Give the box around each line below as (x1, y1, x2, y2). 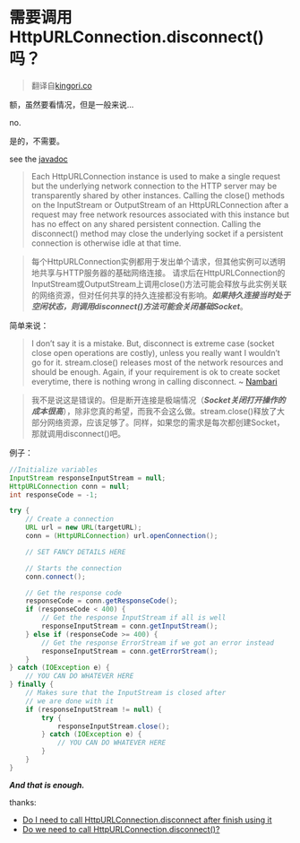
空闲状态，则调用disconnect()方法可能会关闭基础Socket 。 (30, 300, 248, 311)
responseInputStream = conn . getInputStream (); (41, 621, 219, 631)
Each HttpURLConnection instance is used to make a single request (30, 170, 280, 181)
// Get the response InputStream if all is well (41, 613, 227, 622)
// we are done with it (25, 696, 115, 706)
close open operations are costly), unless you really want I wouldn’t (30, 347, 280, 358)
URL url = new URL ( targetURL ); (25, 523, 142, 533)
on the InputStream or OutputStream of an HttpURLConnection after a (30, 199, 289, 210)
